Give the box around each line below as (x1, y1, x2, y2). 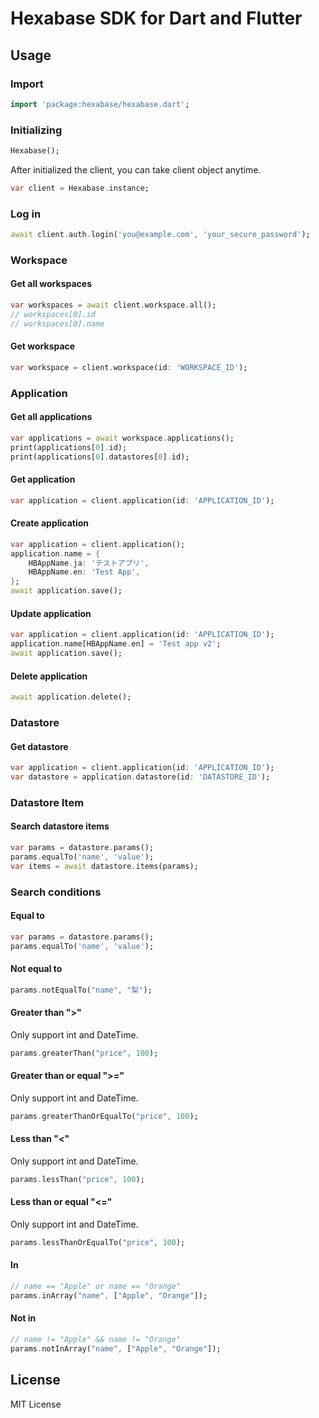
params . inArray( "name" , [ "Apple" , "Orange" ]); (10, 1290, 208, 1301)
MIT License (10, 1398, 62, 1410)
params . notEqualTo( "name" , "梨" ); (10, 985, 153, 995)
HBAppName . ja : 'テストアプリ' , (28, 558, 150, 568)
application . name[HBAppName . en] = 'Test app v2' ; (10, 639, 222, 649)
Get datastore (10, 740, 69, 752)
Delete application (10, 670, 88, 682)
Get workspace (10, 340, 76, 352)
